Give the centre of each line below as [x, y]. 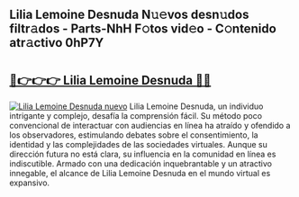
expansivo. [30, 183]
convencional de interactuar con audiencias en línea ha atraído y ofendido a [150, 125]
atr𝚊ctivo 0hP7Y [57, 43]
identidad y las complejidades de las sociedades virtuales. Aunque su [139, 144]
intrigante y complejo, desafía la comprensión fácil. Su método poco [136, 116]
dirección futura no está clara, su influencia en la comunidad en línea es [143, 154]
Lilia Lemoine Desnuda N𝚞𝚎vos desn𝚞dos [129, 15]
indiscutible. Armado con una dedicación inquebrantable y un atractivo [141, 164]
